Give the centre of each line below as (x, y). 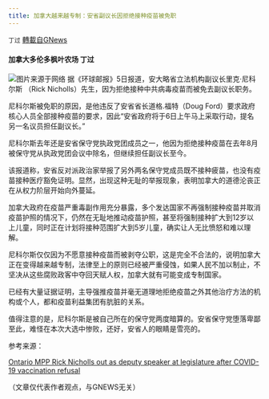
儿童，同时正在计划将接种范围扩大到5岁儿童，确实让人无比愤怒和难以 (129, 227)
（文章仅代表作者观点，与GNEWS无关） (74, 387)
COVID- (246, 361)
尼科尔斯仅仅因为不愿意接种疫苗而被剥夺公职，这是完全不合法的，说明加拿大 (134, 254)
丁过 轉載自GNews (38, 39)
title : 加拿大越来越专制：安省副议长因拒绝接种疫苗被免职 (92, 16)
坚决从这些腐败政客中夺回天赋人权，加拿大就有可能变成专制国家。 (117, 275)
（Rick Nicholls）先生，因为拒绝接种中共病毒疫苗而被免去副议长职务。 (140, 88)
